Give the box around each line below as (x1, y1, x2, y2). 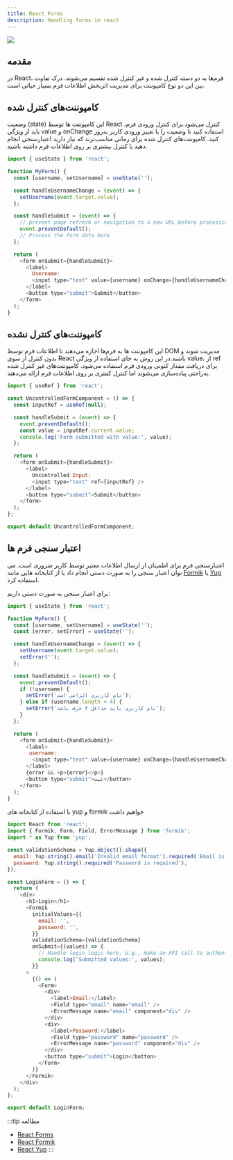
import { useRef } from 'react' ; (7, 382, 104, 389)
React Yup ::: (17, 1145, 54, 1154)
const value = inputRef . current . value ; (19, 427, 135, 434)
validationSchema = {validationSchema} (32, 937, 141, 944)
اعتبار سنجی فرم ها (7, 542, 81, 554)
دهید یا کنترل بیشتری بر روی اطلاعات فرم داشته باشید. (7, 142, 148, 150)
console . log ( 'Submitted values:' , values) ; (37, 956, 166, 963)
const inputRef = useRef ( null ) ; (13, 401, 107, 409)
